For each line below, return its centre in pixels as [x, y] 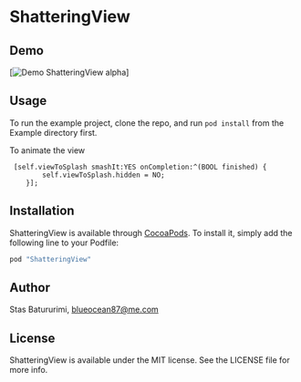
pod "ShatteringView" [51, 259]
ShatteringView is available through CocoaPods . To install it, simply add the [151, 232]
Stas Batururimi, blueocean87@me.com [84, 310]
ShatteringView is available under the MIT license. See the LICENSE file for [150, 360]
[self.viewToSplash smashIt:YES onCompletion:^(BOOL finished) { [140, 167]
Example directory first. [53, 132]
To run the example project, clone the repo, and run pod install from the [147, 123]
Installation [42, 211]
